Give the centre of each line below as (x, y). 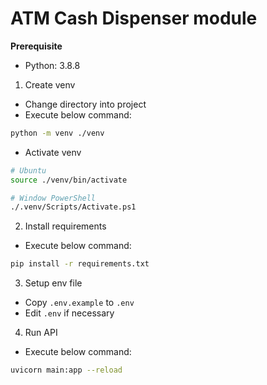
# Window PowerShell (53, 198)
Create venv (50, 84)
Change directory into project (85, 104)
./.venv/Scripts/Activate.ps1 (73, 207)
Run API (41, 333)
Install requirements (65, 226)
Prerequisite (36, 46)
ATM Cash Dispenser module (134, 18)
